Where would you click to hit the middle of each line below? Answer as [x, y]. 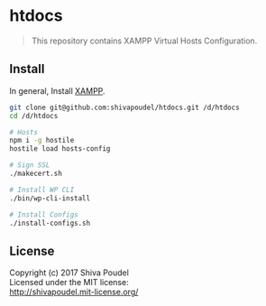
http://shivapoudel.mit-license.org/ [74, 292]
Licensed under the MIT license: [69, 283]
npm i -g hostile [42, 141]
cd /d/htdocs [34, 116]
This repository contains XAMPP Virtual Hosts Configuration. [144, 41]
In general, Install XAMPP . [57, 90]
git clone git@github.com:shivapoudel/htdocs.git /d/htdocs [125, 107]
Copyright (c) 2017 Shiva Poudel [69, 273]
